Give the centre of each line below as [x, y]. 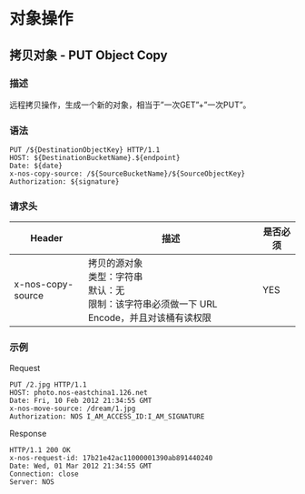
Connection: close [44, 474]
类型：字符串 [115, 277]
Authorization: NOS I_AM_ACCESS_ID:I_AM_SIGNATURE [107, 416]
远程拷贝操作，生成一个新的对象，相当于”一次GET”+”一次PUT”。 [130, 105]
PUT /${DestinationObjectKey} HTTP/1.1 [85, 150]
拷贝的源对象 [115, 263]
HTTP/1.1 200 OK [40, 450]
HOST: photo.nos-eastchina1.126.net [79, 392]
